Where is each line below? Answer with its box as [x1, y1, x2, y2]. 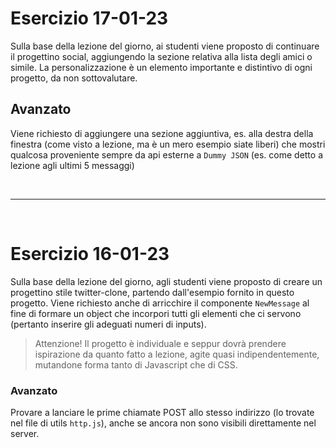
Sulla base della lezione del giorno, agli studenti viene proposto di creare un [10, 275, 323, 287]
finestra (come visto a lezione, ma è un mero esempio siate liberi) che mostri [10, 138, 326, 150]
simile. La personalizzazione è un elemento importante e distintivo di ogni [10, 61, 313, 73]
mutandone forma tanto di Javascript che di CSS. [34, 358, 238, 371]
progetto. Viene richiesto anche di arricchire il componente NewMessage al [10, 297, 310, 309]
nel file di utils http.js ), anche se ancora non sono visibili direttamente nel [10, 417, 317, 429]
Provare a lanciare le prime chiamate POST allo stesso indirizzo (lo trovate [10, 406, 315, 418]
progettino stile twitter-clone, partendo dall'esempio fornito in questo [10, 286, 295, 298]
